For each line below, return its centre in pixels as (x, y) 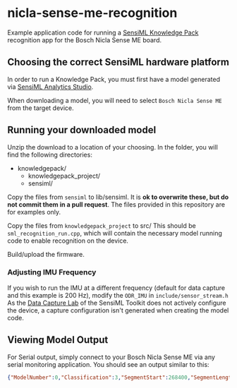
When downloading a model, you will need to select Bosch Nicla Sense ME (115, 100)
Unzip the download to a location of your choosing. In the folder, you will (113, 147)
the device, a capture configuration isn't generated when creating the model (118, 310)
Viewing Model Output (58, 340)
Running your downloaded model (82, 130)
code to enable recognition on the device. (68, 241)
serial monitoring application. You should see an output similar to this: (108, 364)
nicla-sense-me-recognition (92, 13)
